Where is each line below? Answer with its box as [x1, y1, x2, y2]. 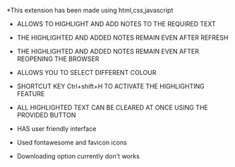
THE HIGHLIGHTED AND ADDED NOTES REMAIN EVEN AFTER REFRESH [16, 33, 229, 42]
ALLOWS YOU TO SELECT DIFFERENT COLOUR [16, 69, 157, 76]
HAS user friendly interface [16, 125, 97, 133]
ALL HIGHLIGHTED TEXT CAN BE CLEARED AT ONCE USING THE [16, 103, 209, 112]
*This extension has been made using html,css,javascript [6, 6, 174, 14]
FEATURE [16, 90, 45, 98]
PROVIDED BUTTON [16, 111, 76, 119]
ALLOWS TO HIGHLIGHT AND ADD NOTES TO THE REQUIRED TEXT [16, 20, 216, 28]
